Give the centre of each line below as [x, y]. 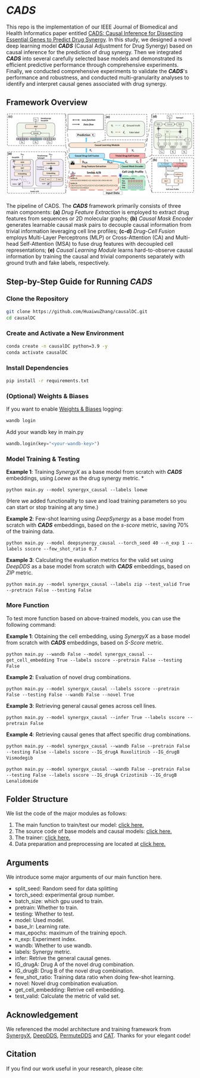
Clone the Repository [37, 298]
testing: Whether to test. [44, 914]
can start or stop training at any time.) [52, 507]
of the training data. [30, 532]
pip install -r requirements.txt [48, 381]
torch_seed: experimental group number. [65, 895]
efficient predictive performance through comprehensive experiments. [93, 65]
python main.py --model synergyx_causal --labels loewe [77, 490]
